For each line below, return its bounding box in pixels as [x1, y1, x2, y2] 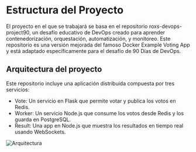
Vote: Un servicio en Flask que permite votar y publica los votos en [14, 97, 176, 104]
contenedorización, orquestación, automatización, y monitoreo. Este [6, 35, 171, 42]
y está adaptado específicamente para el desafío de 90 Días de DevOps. [6, 47, 181, 54]
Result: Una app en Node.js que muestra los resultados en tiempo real [14, 122, 184, 129]
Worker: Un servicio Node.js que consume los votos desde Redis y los [14, 109, 184, 116]
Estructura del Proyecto [6, 3, 124, 17]
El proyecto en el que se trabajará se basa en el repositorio [6, 23, 148, 30]
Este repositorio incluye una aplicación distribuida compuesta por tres [6, 80, 175, 87]
